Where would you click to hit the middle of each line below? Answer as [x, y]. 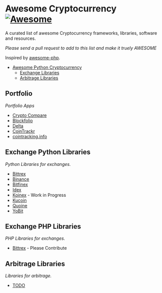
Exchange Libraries [40, 72]
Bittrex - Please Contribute [40, 248]
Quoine [20, 205]
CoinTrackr [24, 131]
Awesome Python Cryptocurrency [47, 67]
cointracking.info [30, 136]
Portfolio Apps [20, 106]
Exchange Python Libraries [48, 152]
